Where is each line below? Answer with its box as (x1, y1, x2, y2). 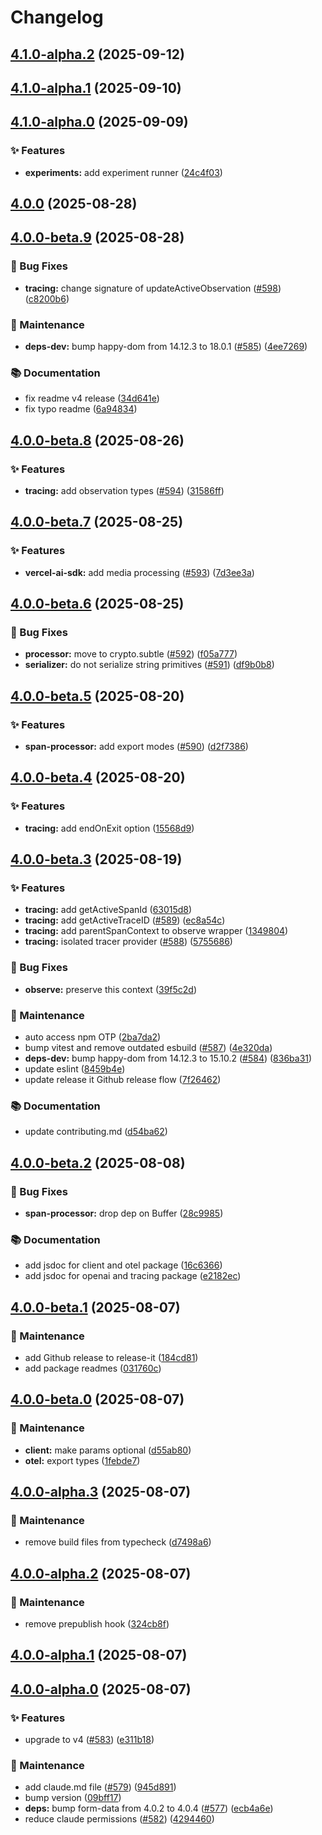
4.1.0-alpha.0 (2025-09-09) (10, 114, 189, 131)
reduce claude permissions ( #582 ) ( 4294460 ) (24, 1813, 215, 1825)
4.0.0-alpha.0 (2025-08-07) (10, 1681, 192, 1698)
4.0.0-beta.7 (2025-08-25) (10, 514, 184, 531)
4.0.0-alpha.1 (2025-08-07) (10, 1647, 188, 1664)
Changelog (10, 6, 104, 29)
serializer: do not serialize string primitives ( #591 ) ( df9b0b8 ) (24, 659, 275, 671)
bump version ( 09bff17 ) (24, 1792, 122, 1804)
